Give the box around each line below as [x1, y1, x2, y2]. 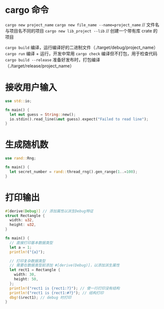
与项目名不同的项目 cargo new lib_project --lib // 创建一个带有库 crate [5, 28, 152, 33]
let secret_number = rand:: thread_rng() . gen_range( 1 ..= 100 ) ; [9, 169, 138, 174]
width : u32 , [9, 217, 34, 223]
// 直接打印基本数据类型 [9, 240, 53, 245]
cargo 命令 [5, 4, 49, 16]
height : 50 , [14, 277, 38, 281]
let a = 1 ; [9, 245, 32, 250]
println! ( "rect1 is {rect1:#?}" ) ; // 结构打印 [9, 290, 104, 295]
